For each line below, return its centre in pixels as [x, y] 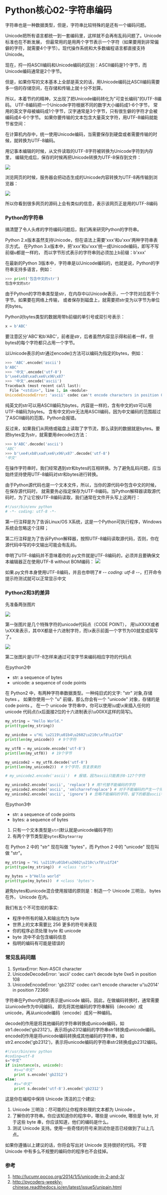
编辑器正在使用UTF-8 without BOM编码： [52, 562]
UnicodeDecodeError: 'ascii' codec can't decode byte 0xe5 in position [84, 974]
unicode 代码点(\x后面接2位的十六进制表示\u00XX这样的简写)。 [70, 712]
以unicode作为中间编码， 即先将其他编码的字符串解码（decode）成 [74, 1006]
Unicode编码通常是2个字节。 [35, 71]
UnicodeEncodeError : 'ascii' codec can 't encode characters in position [82, 395]
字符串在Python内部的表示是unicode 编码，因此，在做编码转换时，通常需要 [82, 1000]
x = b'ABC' [16, 326]
